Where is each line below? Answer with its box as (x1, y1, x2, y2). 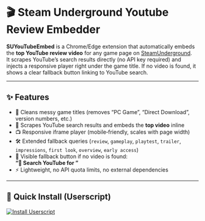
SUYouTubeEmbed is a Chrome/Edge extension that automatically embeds (6, 43, 195, 50)
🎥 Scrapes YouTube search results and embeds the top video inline (15, 121, 185, 129)
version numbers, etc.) (15, 115, 73, 122)
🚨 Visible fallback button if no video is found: (15, 153, 128, 160)
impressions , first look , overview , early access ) (15, 146, 139, 153)
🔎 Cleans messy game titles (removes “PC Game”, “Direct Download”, (15, 108, 190, 115)
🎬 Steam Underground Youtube (6, 5, 169, 20)
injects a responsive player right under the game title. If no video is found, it (6, 62, 196, 70)
